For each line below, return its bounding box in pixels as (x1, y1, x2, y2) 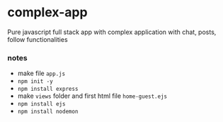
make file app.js (17, 69, 66, 78)
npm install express (17, 86, 79, 93)
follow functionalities (7, 35, 69, 43)
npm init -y (17, 78, 53, 85)
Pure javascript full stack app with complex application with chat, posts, (7, 28, 217, 36)
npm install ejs (17, 101, 66, 108)
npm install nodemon (17, 108, 79, 116)
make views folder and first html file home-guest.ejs (17, 91, 168, 100)
